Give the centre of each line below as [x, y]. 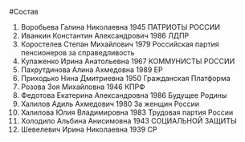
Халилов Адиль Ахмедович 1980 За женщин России [110, 104]
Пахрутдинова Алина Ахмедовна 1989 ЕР [92, 70]
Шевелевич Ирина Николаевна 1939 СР [89, 129]
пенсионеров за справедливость [78, 53]
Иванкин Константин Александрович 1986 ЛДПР [105, 36]
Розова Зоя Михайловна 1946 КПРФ [83, 87]
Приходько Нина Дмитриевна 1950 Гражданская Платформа [126, 78]
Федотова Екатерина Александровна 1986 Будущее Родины [124, 95]
